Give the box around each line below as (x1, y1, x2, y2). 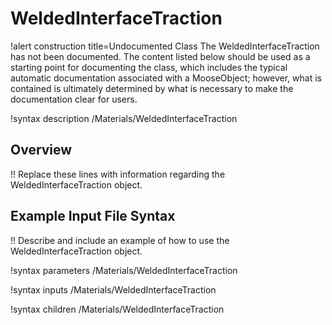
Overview (10, 142, 73, 159)
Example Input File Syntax (10, 208, 176, 225)
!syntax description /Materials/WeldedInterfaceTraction (10, 112, 238, 124)
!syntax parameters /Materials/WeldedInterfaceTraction (10, 264, 238, 276)
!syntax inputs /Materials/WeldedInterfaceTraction (10, 283, 217, 296)
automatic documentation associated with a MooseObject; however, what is (10, 72, 322, 84)
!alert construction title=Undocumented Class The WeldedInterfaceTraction (10, 40, 320, 52)
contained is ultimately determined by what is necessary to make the (10, 82, 294, 94)
